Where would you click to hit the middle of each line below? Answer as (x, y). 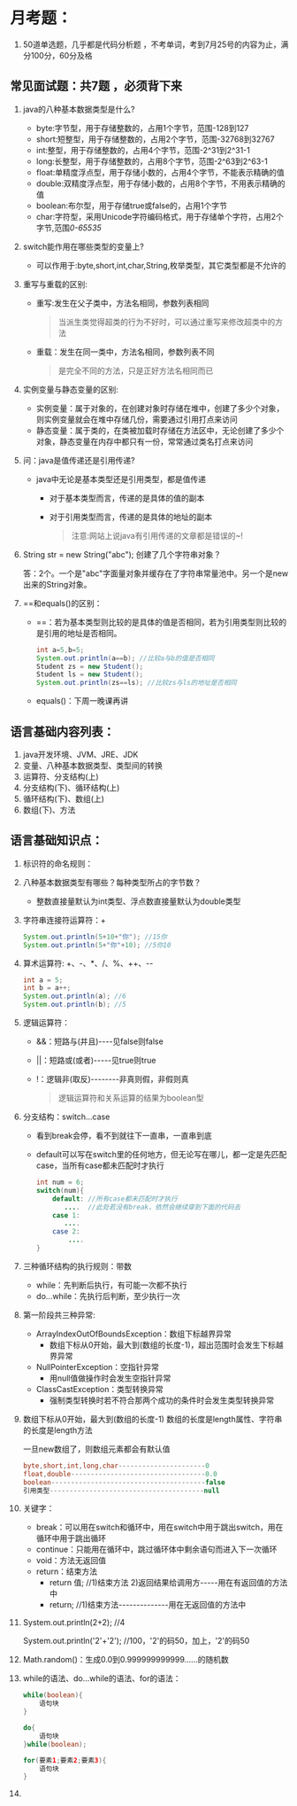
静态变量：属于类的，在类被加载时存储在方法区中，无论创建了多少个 (160, 430)
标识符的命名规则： (58, 863)
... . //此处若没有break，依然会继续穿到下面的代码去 (152, 1207)
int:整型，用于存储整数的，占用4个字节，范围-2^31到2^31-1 (143, 150)
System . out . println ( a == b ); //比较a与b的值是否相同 (125, 658)
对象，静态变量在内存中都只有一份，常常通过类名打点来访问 (145, 441)
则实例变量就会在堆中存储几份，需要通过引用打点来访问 (137, 419)
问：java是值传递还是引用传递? (79, 460)
